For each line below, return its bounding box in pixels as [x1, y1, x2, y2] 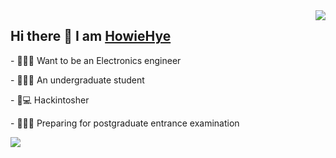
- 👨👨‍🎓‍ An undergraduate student [10, 74, 145, 86]
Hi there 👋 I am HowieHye [10, 28, 172, 45]
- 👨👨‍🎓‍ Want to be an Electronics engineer [10, 54, 182, 66]
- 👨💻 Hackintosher [10, 94, 90, 106]
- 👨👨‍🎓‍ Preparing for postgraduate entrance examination [10, 117, 240, 129]
